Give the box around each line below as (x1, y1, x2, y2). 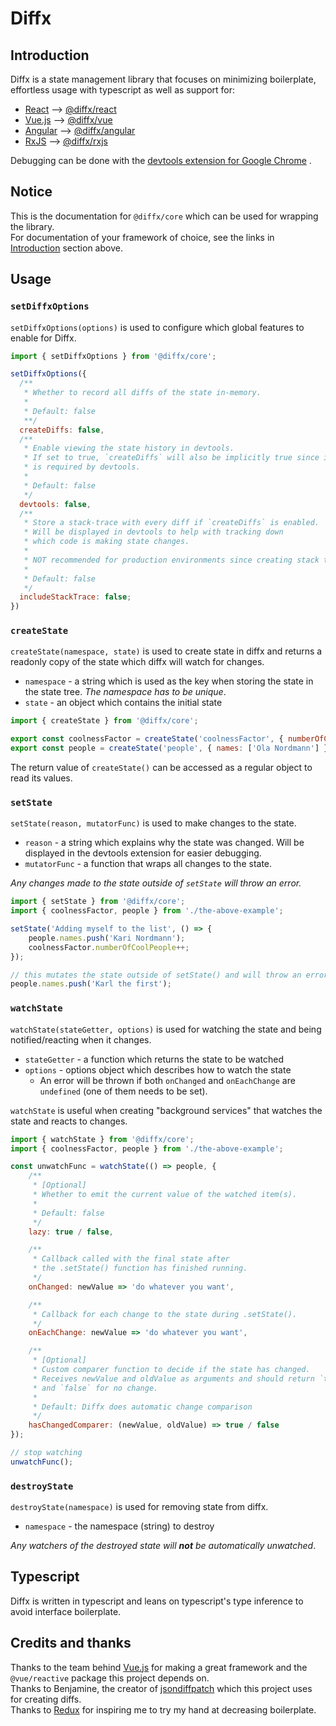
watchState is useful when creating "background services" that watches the (10, 1104, 323, 1116)
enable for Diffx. (10, 332, 77, 344)
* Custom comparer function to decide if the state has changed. (32, 1365, 311, 1375)
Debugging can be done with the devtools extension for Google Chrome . (10, 155, 312, 166)
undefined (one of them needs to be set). (39, 1085, 208, 1097)
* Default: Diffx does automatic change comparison (32, 1402, 253, 1412)
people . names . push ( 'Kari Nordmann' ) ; (28, 933, 186, 943)
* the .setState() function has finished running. (32, 1263, 248, 1274)
